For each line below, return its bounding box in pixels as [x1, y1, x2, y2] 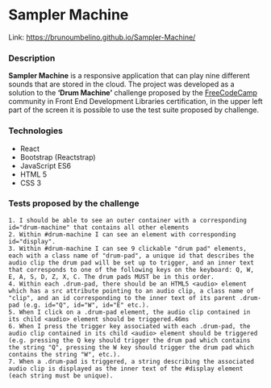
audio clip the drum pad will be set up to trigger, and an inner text [8, 258, 254, 267]
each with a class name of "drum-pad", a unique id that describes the [8, 252, 254, 260]
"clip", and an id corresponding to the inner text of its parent [8, 294, 236, 302]
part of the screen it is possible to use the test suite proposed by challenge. [8, 105, 260, 115]
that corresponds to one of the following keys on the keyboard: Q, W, [8, 265, 254, 273]
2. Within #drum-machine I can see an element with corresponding [8, 230, 236, 239]
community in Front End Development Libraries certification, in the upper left [8, 97, 263, 106]
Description [8, 52, 56, 64]
